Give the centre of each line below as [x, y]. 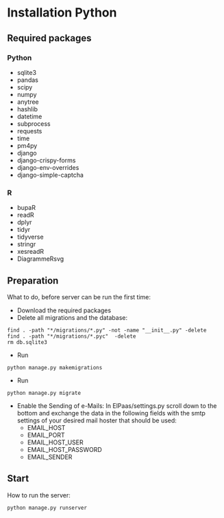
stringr [26, 244]
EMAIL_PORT [46, 435]
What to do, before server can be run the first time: [79, 296]
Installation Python [62, 13]
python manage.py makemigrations [55, 367]
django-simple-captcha [50, 175]
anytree [28, 102]
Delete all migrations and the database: [72, 317]
